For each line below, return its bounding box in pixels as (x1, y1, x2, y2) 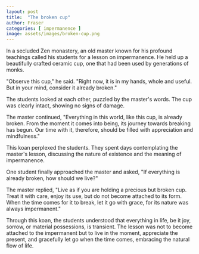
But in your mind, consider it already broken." (6, 84, 117, 91)
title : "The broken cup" (6, 14, 70, 20)
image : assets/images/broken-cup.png (6, 31, 100, 37)
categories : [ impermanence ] (6, 25, 82, 32)
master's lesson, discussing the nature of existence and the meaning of (6, 150, 182, 158)
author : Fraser (6, 20, 44, 26)
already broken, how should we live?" (6, 175, 98, 182)
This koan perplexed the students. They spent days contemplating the (6, 144, 178, 151)
